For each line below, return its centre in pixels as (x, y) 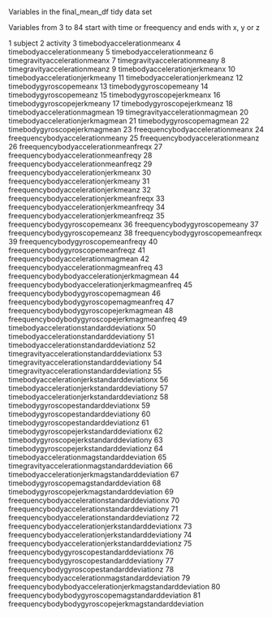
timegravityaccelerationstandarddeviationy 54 (85, 362)
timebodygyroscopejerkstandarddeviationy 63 (86, 440)
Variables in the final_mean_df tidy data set (80, 12)
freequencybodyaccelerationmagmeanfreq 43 (86, 268)
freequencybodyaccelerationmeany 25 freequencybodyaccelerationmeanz (134, 138)
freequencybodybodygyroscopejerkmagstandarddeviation (106, 604)
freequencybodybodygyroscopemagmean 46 (84, 293)
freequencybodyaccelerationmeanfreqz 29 (80, 164)
